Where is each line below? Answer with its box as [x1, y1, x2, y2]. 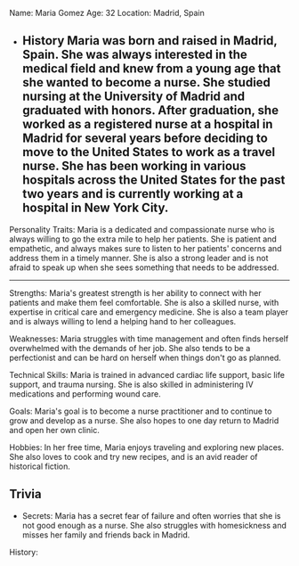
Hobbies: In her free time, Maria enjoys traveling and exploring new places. [9, 441, 285, 453]
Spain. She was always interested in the [21, 47, 247, 62]
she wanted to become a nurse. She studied [21, 75, 271, 90]
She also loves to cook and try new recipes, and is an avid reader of [9, 451, 258, 462]
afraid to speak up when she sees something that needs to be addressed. [9, 262, 279, 273]
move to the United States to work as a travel [21, 144, 276, 160]
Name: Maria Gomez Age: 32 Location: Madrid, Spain [9, 8, 205, 18]
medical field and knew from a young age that [21, 62, 281, 77]
